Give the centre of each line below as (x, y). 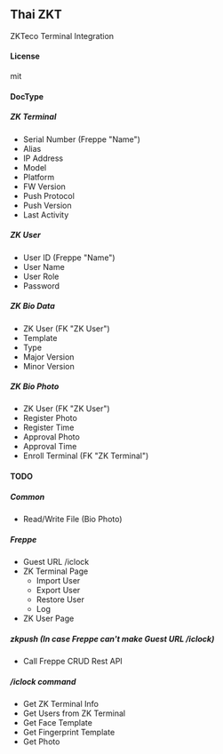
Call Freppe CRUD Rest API (72, 661)
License (25, 56)
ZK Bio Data (33, 306)
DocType (27, 96)
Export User (58, 591)
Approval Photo (52, 437)
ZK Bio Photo (35, 386)
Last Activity (46, 214)
